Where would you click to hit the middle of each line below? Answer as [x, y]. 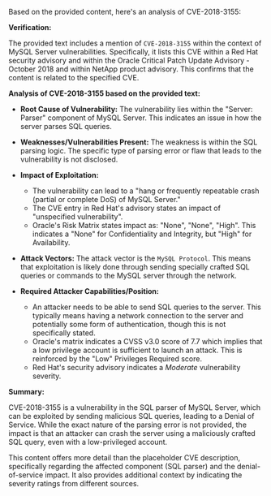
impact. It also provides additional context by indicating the [144, 475]
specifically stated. [64, 333]
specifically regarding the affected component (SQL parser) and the [122, 466]
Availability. [51, 242]
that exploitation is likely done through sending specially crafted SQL [135, 267]
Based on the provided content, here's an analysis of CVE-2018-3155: [125, 12]
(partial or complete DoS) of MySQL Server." [106, 199]
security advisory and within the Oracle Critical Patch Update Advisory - [129, 60]
